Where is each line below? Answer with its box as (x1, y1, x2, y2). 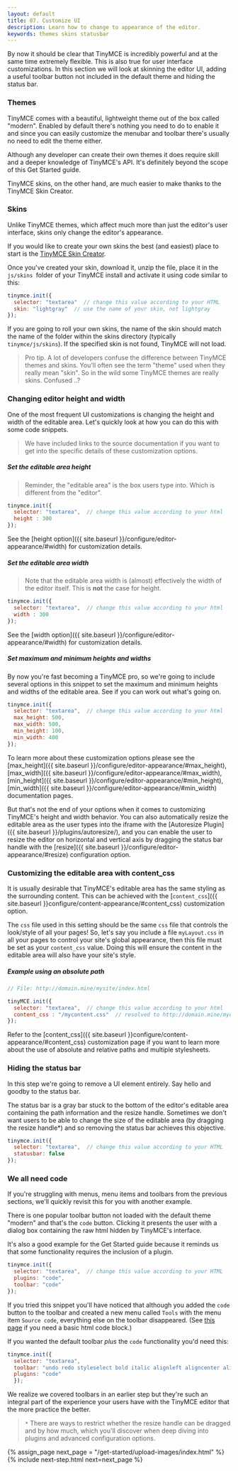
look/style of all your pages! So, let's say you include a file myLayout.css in (7, 928, 225, 937)
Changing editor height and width (7, 394, 125, 404)
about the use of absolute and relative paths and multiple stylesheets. (7, 1045, 211, 1054)
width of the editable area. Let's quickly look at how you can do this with (7, 417, 219, 426)
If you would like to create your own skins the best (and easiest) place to (7, 242, 220, 250)
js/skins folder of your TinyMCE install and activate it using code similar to (7, 271, 228, 279)
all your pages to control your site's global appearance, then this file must (7, 935, 222, 944)
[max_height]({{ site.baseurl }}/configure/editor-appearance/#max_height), (7, 761, 227, 770)
